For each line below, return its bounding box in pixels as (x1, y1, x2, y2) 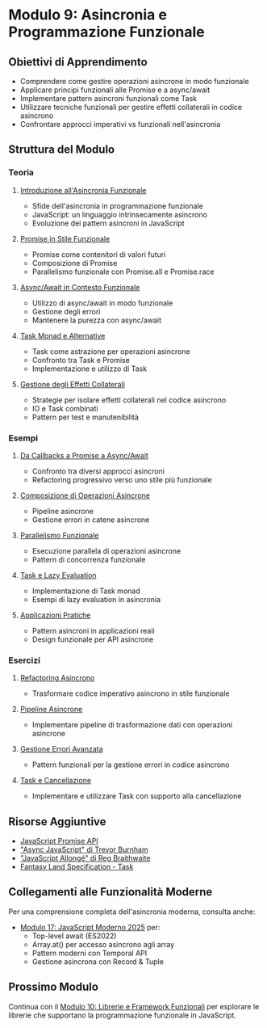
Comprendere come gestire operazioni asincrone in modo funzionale (19, 77, 249, 86)
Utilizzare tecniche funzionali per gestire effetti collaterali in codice (19, 103, 243, 112)
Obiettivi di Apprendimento (8, 55, 148, 69)
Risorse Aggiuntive (8, 815, 106, 828)
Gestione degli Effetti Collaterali (19, 379, 125, 389)
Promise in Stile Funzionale (19, 234, 111, 243)
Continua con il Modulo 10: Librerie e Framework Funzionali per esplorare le (8, 1001, 260, 1011)
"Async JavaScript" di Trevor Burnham (19, 845, 148, 854)
